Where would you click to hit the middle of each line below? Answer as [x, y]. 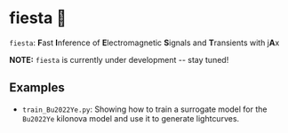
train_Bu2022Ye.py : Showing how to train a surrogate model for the [144, 109]
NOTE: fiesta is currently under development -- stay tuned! [119, 59]
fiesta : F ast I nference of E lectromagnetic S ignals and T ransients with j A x [144, 43]
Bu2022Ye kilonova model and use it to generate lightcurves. [131, 118]
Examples [37, 88]
